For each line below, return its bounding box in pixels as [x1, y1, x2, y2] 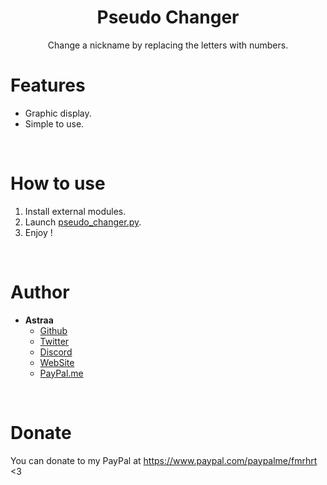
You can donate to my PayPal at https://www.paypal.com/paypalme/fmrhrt [10, 454, 318, 466]
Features [10, 74, 86, 97]
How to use [10, 172, 106, 195]
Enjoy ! [24, 226, 53, 238]
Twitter [39, 335, 70, 347]
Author [10, 281, 70, 303]
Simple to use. [24, 117, 85, 130]
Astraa [24, 314, 54, 326]
